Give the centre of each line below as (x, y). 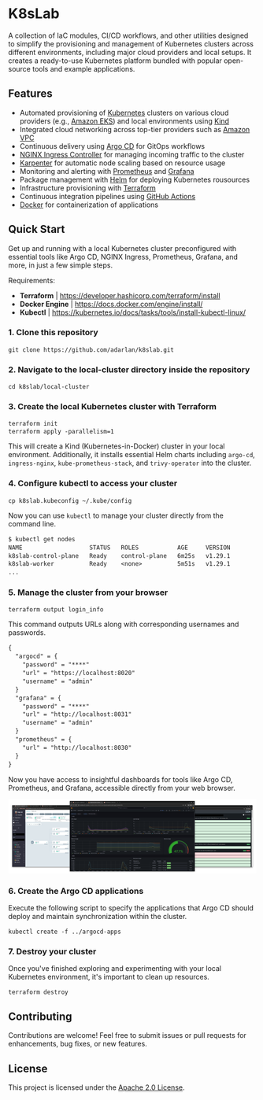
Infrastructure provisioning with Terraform (87, 188)
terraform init (33, 424)
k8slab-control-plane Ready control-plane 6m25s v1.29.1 (119, 556)
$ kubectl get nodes (42, 539)
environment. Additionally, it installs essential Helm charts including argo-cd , (132, 455)
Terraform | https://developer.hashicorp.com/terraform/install (120, 295)
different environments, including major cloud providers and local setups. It (130, 52)
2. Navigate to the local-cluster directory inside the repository (129, 369)
